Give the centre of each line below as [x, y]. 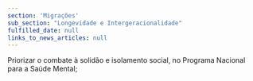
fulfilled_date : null [43, 30]
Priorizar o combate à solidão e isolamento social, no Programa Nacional [127, 60]
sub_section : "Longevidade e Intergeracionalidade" [95, 23]
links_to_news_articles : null [58, 38]
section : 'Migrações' [43, 15]
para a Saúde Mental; [43, 69]
